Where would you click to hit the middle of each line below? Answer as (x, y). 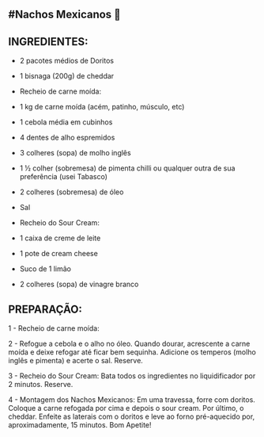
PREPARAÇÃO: (45, 309)
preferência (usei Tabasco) (64, 177)
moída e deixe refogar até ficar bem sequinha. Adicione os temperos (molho (132, 352)
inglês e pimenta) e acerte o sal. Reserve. (76, 361)
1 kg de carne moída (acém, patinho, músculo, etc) (102, 107)
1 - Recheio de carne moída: (54, 328)
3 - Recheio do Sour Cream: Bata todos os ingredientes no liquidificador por (132, 376)
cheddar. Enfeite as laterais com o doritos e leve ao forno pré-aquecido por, (132, 416)
